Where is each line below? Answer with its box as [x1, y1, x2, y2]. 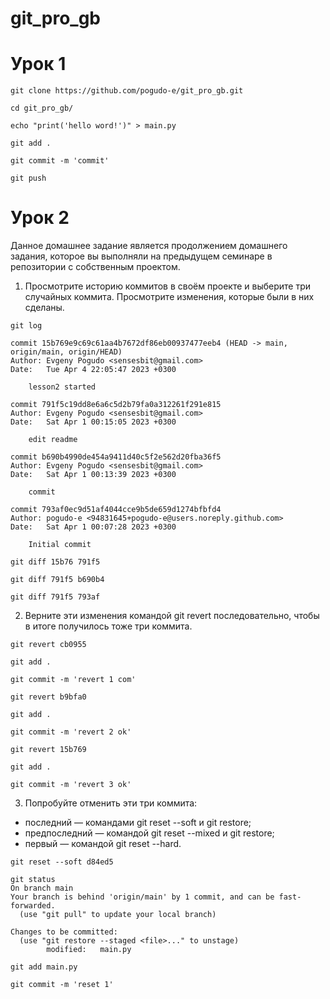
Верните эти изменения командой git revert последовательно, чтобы [24, 610, 320, 622]
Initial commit [28, 540, 92, 550]
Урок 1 [10, 53, 67, 76]
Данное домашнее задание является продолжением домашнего [10, 240, 288, 252]
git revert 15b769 [10, 745, 87, 755]
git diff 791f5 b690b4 [10, 575, 105, 585]
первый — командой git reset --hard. [24, 838, 182, 850]
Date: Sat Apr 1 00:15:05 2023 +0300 [10, 417, 177, 427]
